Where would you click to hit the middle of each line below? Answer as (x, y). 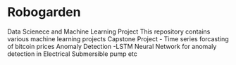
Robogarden (44, 12)
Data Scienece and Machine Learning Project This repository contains (109, 31)
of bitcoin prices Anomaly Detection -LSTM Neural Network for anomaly (112, 46)
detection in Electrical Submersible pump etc (72, 54)
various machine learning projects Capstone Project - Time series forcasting (118, 38)
